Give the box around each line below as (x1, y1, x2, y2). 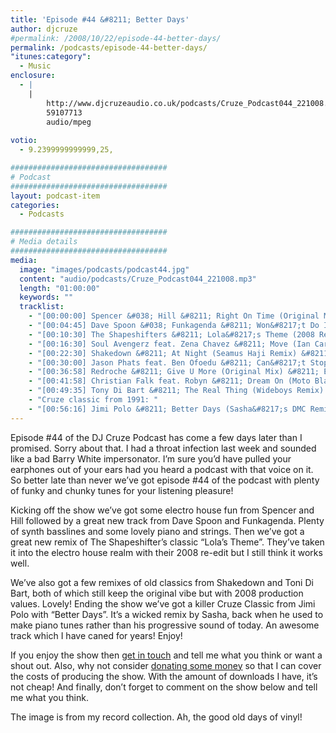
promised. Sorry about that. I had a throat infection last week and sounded (10, 442, 317, 454)
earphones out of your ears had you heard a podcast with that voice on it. (10, 463, 314, 475)
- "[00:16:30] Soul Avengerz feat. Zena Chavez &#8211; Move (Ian (28, 339, 311, 349)
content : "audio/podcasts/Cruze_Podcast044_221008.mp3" (19, 274, 257, 284)
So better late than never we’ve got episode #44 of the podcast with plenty (10, 474, 320, 486)
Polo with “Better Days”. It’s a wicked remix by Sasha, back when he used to (10, 608, 324, 620)
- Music (19, 61, 52, 71)
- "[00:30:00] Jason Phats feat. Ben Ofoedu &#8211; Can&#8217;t (28, 357, 307, 368)
